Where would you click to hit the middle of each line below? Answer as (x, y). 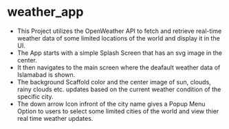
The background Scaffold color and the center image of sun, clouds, (114, 82)
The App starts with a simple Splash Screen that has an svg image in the (119, 53)
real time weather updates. (55, 118)
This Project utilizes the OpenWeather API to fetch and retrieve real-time (119, 31)
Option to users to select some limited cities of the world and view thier (118, 111)
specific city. (35, 96)
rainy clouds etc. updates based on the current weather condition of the (119, 89)
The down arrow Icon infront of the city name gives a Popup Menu (111, 104)
